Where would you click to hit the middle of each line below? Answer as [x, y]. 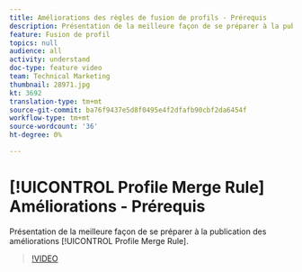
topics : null [34, 43]
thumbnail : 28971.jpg [50, 85]
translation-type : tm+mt [56, 101]
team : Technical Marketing [60, 77]
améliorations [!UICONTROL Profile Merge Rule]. [99, 240]
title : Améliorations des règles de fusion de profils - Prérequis [138, 18]
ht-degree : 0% [36, 135]
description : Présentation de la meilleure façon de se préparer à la [144, 26]
